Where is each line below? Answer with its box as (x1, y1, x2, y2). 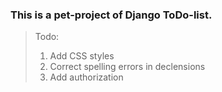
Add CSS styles (49, 50, 115, 62)
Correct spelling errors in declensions (49, 61, 206, 73)
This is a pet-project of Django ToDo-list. (10, 8, 213, 22)
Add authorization (49, 71, 124, 83)
